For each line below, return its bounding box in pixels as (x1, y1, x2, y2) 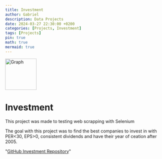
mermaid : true (5, 44, 35, 49)
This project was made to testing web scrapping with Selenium (5, 118, 135, 124)
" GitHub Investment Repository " (5, 148, 71, 154)
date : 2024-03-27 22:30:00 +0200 (5, 21, 75, 26)
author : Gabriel (5, 12, 39, 17)
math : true (5, 40, 28, 45)
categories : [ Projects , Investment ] (5, 26, 81, 31)
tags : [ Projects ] (5, 30, 41, 35)
